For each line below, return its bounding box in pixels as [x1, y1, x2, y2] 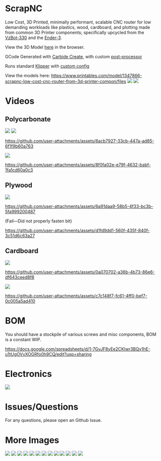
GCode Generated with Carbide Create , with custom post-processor [5, 53, 142, 59]
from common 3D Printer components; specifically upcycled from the [5, 29, 144, 35]
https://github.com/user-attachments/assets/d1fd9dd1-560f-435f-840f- [5, 227, 150, 233]
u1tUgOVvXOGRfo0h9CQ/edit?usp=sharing [5, 351, 92, 357]
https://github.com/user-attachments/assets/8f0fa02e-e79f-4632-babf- [5, 162, 151, 168]
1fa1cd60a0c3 [5, 167, 33, 173]
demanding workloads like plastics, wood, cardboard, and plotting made [5, 24, 150, 30]
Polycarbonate [5, 115, 51, 123]
